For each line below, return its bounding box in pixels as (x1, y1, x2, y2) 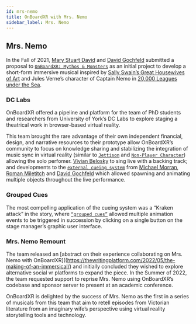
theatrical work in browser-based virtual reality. (6, 121, 121, 128)
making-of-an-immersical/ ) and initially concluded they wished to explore (6, 263, 183, 270)
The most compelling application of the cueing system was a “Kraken (6, 204, 174, 211)
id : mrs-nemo (6, 8, 38, 15)
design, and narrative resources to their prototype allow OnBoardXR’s (6, 139, 174, 146)
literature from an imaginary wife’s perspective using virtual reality (6, 305, 166, 312)
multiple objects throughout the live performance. (6, 176, 126, 183)
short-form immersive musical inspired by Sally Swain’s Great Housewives (6, 69, 185, 76)
